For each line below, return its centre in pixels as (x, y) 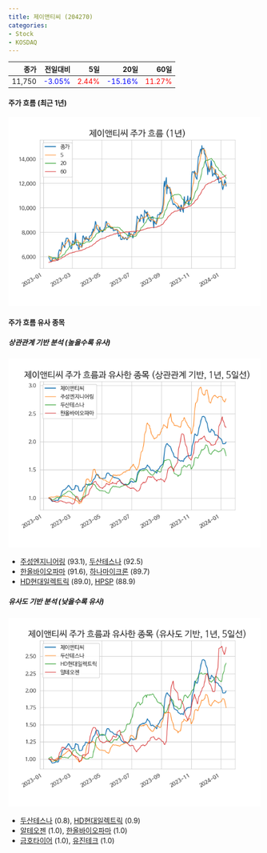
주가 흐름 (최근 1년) (38, 103)
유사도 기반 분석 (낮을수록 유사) (56, 601)
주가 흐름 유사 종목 (37, 322)
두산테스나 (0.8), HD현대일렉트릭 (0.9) (80, 821)
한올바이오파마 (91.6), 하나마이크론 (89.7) (85, 571)
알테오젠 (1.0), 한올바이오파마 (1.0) (74, 831)
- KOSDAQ (23, 42)
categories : (28, 25)
